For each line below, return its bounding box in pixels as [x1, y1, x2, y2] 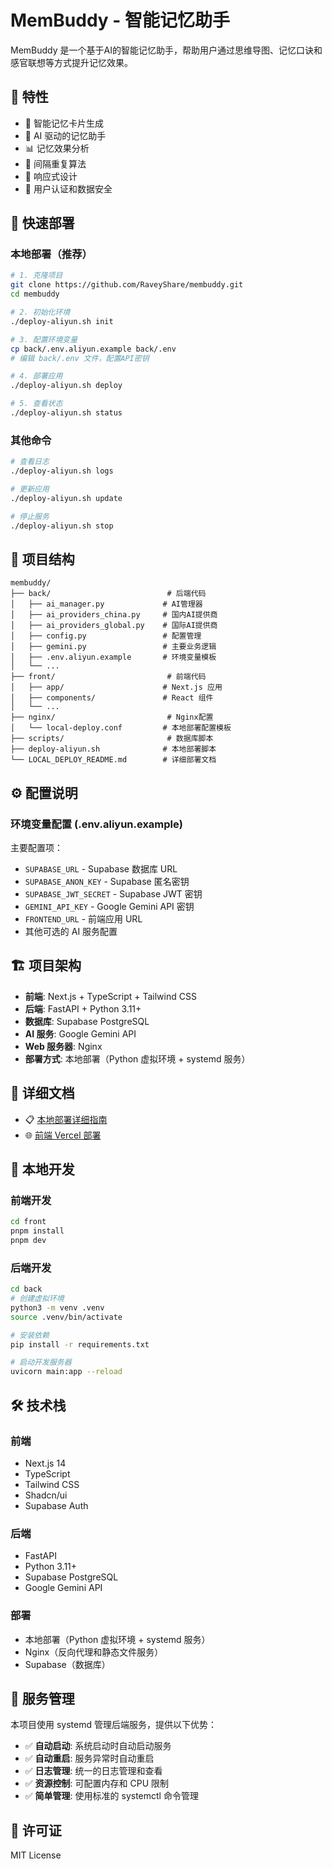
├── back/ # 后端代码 [10, 589, 207, 599]
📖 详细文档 [10, 1085, 75, 1102]
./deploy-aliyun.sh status [10, 408, 123, 418]
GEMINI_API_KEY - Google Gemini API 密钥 [24, 900, 195, 912]
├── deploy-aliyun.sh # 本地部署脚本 [10, 744, 217, 755]
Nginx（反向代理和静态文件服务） [24, 1646, 164, 1658]
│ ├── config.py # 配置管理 [10, 631, 202, 641]
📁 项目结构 [10, 551, 75, 568]
